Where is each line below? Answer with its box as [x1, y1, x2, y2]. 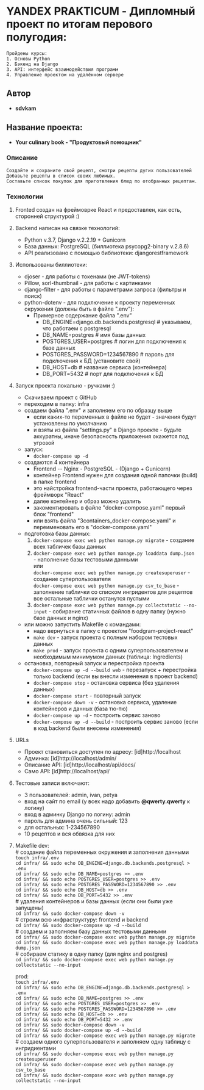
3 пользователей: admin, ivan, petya [24, 792, 118, 799]
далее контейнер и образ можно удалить [33, 497, 141, 505]
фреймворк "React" [33, 491, 84, 499]
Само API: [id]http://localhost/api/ [24, 768, 110, 775]
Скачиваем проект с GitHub [24, 394, 97, 401]
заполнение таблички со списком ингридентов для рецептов [33, 588, 193, 596]
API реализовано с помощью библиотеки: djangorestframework [24, 249, 189, 257]
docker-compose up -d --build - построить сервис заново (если [33, 718, 199, 726]
